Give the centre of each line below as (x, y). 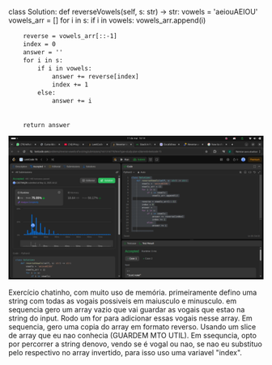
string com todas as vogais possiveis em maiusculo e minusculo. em (123, 301)
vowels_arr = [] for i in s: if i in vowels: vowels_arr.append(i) (107, 20)
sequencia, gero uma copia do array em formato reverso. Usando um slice (132, 326)
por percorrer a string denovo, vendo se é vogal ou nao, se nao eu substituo (136, 344)
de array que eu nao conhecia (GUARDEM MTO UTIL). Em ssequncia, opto (133, 335)
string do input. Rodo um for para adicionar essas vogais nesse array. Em (130, 318)
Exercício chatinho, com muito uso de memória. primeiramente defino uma (133, 292)
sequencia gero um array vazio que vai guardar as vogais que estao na (127, 309)
